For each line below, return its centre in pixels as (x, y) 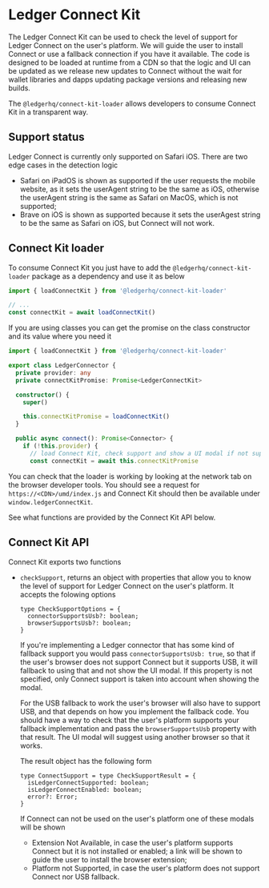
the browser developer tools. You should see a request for (104, 484)
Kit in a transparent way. (48, 112)
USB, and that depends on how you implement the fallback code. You (134, 711)
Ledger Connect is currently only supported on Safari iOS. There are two (128, 156)
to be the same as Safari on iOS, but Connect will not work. (117, 223)
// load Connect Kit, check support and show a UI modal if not (139, 453)
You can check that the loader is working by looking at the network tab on (130, 476)
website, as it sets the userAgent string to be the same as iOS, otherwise (140, 189)
